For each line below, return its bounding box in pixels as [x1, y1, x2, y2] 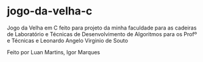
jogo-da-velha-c [7, 4, 93, 18]
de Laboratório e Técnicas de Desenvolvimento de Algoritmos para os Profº [7, 30, 198, 37]
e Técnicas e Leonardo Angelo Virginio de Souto [7, 37, 129, 44]
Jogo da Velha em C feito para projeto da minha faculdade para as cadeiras [7, 24, 197, 31]
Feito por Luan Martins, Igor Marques [7, 48, 100, 55]
